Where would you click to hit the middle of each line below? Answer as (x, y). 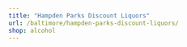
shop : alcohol (32, 30)
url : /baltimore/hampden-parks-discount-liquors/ (94, 23)
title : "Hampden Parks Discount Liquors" (79, 16)
